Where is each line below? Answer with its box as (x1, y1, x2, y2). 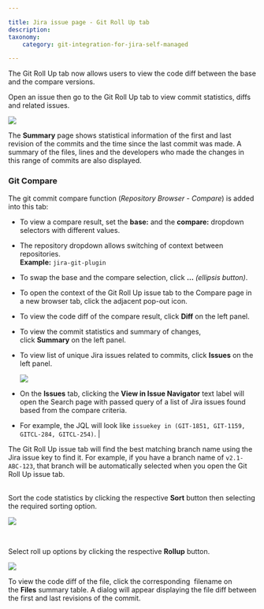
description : (8, 25, 51, 34)
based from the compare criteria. (19, 405, 128, 415)
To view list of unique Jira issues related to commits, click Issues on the (19, 350, 254, 360)
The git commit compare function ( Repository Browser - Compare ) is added (8, 194, 255, 203)
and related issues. (8, 101, 70, 110)
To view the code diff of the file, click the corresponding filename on (8, 576, 232, 586)
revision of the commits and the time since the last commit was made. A (8, 139, 242, 149)
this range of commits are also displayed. (8, 156, 142, 165)
